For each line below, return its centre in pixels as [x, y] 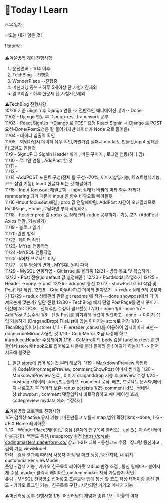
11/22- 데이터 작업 [23, 240]
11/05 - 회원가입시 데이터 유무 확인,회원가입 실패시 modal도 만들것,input [75, 141]
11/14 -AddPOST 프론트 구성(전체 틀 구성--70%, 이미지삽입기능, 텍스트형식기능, [83, 177]
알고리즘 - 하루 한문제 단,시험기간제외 [49, 93]
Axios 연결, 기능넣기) [26, 221]
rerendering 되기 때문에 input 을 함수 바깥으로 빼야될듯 [59, 196]
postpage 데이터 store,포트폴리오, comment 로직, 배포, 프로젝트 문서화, [83, 381]
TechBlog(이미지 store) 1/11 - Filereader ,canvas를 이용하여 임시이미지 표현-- [82, 327]
